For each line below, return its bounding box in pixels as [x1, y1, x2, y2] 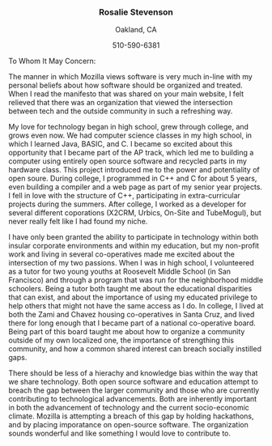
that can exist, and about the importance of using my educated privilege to [8, 292, 257, 302]
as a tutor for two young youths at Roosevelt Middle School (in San [8, 266, 232, 277]
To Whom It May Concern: [8, 56, 96, 66]
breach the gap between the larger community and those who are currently [8, 385, 260, 395]
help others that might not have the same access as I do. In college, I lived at [8, 301, 264, 311]
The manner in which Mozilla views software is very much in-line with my [8, 72, 253, 82]
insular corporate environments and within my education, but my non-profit [8, 241, 260, 251]
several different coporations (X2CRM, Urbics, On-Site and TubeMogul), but [8, 208, 261, 218]
